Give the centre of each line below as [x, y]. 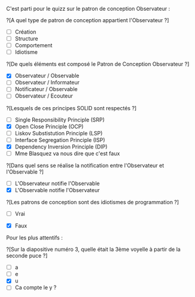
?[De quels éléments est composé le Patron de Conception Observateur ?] [98, 64]
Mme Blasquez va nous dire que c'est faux [67, 153]
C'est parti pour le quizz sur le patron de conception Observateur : [88, 9]
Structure [26, 39]
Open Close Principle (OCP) [49, 126]
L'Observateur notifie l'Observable [57, 183]
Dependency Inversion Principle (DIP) [61, 147]
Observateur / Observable [47, 76]
